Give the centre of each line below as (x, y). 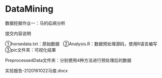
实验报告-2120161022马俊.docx (36, 70)
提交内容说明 (18, 33)
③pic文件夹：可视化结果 (31, 50)
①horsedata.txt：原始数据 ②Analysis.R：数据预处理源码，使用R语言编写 (81, 44)
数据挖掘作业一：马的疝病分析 (35, 23)
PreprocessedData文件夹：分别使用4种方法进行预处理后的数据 (68, 60)
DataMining (29, 9)
